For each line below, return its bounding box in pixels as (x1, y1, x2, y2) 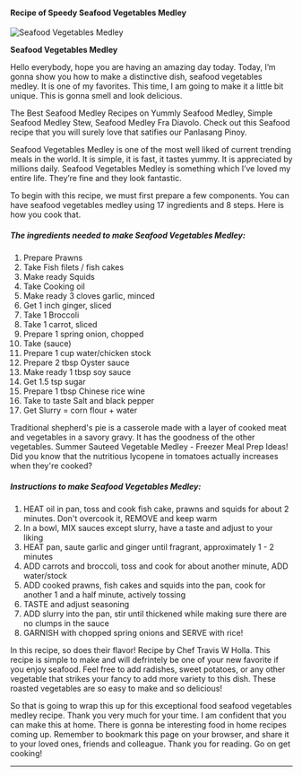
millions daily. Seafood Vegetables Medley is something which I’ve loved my (10, 163, 291, 174)
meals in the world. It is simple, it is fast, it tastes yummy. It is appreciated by (10, 153, 293, 165)
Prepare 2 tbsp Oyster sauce (22, 357, 130, 368)
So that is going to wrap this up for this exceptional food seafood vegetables (10, 701, 292, 711)
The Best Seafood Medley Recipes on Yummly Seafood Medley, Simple (10, 108, 273, 118)
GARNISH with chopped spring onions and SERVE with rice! (22, 628, 244, 639)
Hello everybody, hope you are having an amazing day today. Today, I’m (10, 62, 276, 73)
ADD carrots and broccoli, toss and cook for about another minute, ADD (22, 561, 289, 571)
